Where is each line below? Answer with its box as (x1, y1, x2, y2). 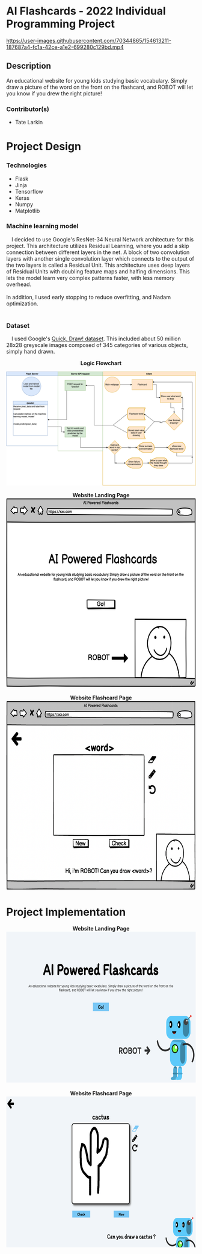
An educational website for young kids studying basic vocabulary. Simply (6, 77, 188, 84)
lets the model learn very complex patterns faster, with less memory (6, 274, 175, 281)
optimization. (6, 300, 38, 307)
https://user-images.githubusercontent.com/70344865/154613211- (6, 37, 172, 44)
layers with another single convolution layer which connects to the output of (6, 255, 194, 262)
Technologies (6, 161, 47, 170)
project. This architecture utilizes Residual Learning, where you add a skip (6, 242, 189, 249)
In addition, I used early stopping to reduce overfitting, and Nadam (6, 293, 171, 301)
